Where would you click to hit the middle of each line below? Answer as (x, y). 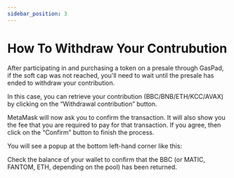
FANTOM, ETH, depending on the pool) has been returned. (92, 167)
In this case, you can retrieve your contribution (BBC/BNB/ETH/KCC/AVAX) (115, 96)
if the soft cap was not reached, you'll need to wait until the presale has (111, 75)
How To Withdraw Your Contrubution (117, 48)
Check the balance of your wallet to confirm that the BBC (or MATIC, (106, 159)
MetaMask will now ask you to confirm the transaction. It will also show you (117, 117)
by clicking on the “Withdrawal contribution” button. (82, 104)
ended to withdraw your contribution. (61, 83)
